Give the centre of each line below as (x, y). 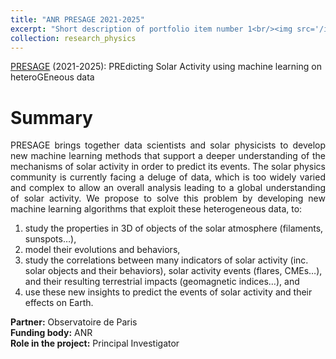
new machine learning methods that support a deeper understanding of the (168, 156)
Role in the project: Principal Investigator (95, 343)
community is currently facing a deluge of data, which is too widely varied (168, 177)
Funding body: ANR (51, 333)
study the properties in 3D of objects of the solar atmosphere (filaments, (174, 228)
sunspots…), (50, 239)
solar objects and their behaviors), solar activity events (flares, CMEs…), (173, 271)
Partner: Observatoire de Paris (74, 322)
